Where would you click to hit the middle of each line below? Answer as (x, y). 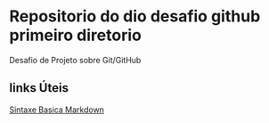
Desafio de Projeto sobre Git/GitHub (75, 60)
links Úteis (39, 88)
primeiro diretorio (76, 35)
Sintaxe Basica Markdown (57, 110)
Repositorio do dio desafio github (135, 16)
